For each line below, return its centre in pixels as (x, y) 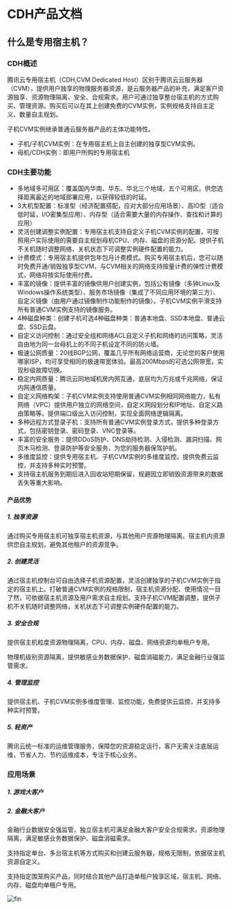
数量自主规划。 (40, 114)
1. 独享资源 (22, 517)
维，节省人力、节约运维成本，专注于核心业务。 (74, 755)
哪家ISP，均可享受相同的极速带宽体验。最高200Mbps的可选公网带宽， (117, 361)
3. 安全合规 (23, 623)
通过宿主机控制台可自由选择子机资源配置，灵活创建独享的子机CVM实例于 (111, 580)
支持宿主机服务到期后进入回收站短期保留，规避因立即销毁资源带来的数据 (120, 474)
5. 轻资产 (20, 727)
